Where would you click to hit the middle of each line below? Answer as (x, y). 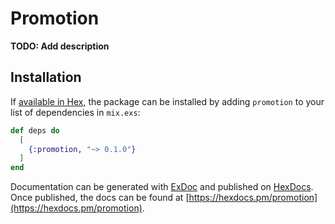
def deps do (35, 130)
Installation (46, 77)
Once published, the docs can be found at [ (100, 198)
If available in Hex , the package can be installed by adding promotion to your (167, 101)
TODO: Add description (60, 46)
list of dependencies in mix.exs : (75, 112)
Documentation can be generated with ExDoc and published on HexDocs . (162, 187)
